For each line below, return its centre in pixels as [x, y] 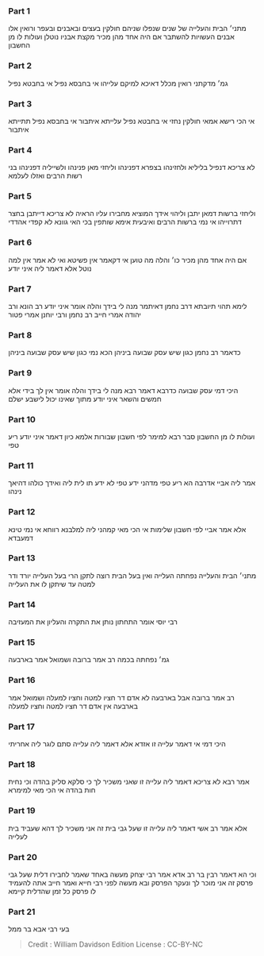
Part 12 [22, 512]
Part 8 [20, 335]
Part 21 [22, 912]
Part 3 [20, 103]
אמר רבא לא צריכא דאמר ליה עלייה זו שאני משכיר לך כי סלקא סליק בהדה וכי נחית [129, 782]
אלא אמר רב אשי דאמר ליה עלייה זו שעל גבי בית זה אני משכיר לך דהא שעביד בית [128, 828]
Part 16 [22, 680]
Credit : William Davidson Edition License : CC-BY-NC [115, 944]
